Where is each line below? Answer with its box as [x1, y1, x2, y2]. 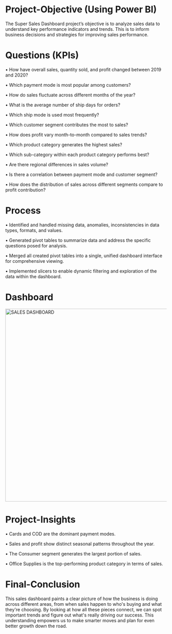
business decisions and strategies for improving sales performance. [5, 31, 148, 37]
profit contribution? [5, 186, 46, 193]
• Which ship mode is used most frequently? [5, 111, 99, 118]
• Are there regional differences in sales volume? [5, 161, 109, 167]
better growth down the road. [5, 623, 68, 629]
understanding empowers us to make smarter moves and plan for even [5, 617, 155, 623]
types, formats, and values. [5, 227, 63, 233]
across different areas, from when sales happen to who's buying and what [5, 601, 162, 607]
